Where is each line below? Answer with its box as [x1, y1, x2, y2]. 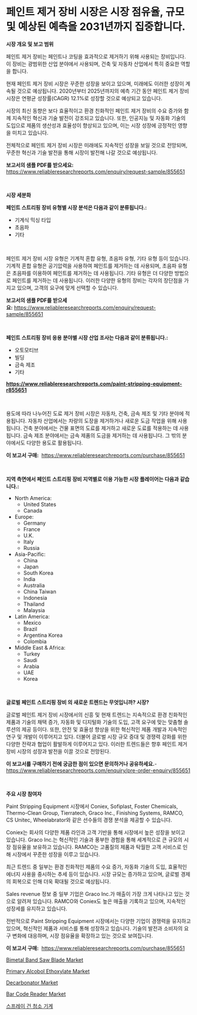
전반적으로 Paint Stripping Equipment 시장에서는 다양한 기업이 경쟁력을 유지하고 [6, 917, 191, 924]
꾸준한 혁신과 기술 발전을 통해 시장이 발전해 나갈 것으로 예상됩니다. [6, 149, 158, 156]
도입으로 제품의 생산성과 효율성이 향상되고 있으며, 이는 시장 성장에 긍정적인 [6, 121, 177, 129]
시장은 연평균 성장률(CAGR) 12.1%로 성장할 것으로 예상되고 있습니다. [6, 94, 163, 101]
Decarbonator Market [6, 979, 59, 986]
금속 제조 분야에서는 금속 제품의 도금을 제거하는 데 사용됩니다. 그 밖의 [23, 432, 181, 439]
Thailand [23, 600, 45, 607]
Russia [23, 544, 40, 551]
